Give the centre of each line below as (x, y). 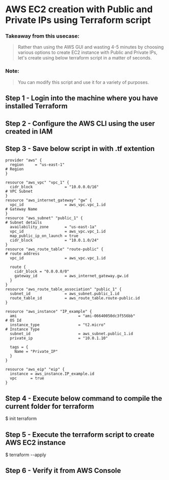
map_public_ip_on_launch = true (44, 236)
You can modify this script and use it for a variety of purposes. (83, 82)
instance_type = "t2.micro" (58, 325)
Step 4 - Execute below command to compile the (84, 398)
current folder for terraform (50, 406)
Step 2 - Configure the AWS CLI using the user (80, 123)
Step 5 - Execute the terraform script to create (80, 434)
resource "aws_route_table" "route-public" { (54, 249)
